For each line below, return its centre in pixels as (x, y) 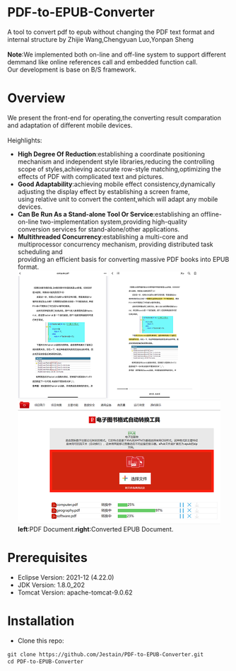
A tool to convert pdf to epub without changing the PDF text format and (111, 32)
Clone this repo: (41, 641)
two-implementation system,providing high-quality (113, 222)
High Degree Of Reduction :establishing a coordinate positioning (111, 154)
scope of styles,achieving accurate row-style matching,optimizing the (119, 169)
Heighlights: (25, 140)
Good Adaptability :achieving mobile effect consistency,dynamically (116, 184)
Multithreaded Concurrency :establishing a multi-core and (103, 236)
